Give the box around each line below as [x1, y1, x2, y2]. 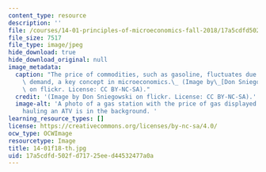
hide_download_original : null [8, 56, 108, 64]
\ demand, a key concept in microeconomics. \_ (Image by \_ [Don [22, 78, 236, 86]
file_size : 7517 [8, 33, 62, 42]
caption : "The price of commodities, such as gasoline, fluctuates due [15, 71, 257, 78]
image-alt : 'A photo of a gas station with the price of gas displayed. [15, 100, 260, 108]
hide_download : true [8, 48, 77, 56]
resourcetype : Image [8, 136, 77, 145]
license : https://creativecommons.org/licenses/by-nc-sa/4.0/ [8, 122, 218, 130]
